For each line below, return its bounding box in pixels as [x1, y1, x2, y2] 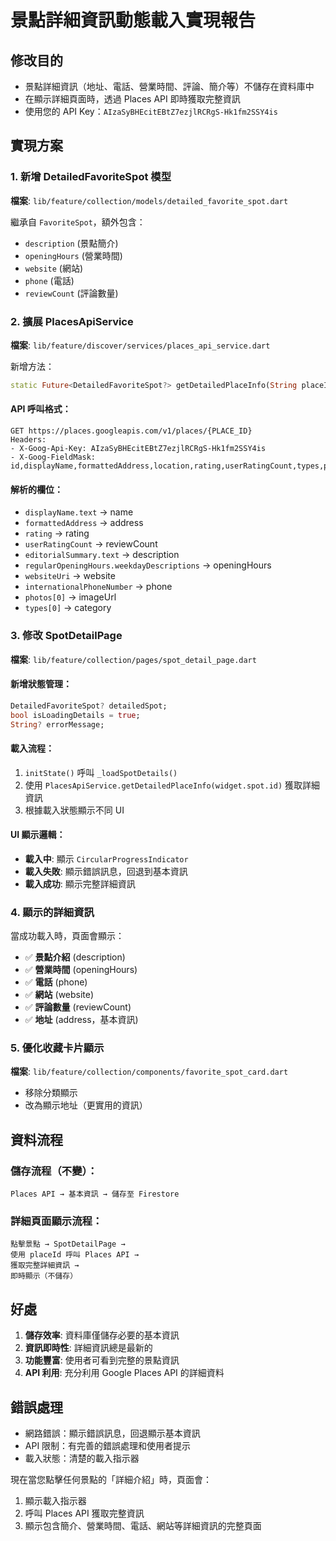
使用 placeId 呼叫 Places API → [10, 1250, 140, 1260]
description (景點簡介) [24, 237, 119, 249]
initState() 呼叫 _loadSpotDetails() [24, 766, 178, 778]
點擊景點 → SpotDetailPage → [10, 1239, 126, 1250]
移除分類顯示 [24, 1087, 78, 1099]
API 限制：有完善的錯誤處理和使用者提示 [24, 1440, 192, 1451]
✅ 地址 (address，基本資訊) [24, 1014, 139, 1026]
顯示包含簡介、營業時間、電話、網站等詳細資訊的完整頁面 [24, 1520, 262, 1531]
